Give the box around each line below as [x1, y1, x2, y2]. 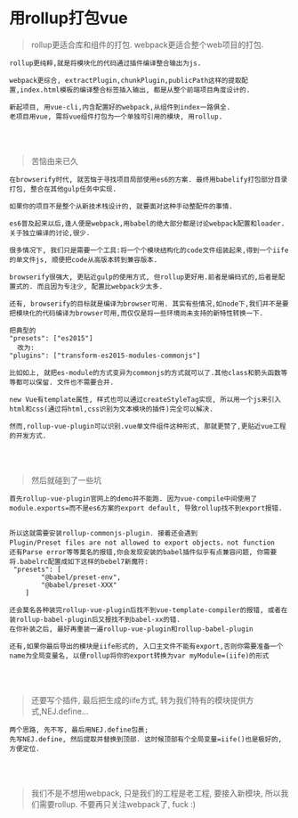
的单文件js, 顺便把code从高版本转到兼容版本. [9, 255, 158, 264]
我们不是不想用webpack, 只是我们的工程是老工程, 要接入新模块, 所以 [30, 788, 281, 798]
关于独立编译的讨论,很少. [9, 228, 91, 237]
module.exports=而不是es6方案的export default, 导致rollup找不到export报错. [9, 503, 283, 512]
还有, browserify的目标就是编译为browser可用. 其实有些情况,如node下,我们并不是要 [9, 299, 289, 308]
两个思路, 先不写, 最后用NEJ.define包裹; [9, 725, 149, 734]
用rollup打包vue [9, 8, 129, 29]
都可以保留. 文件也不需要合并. [15, 378, 114, 387]
